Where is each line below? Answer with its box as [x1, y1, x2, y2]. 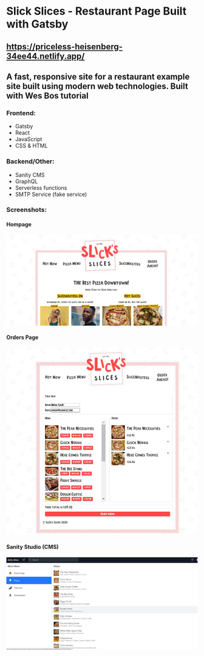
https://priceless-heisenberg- [6, 41, 123, 52]
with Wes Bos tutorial [6, 90, 89, 101]
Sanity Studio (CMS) [6, 543, 59, 550]
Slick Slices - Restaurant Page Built [6, 4, 187, 18]
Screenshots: [6, 206, 47, 214]
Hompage [6, 221, 32, 228]
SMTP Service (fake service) [15, 190, 87, 198]
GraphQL [15, 178, 38, 185]
